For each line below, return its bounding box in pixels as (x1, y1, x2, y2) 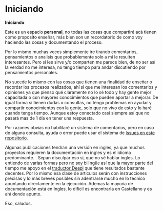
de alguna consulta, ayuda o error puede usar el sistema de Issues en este (5, 130, 155, 135)
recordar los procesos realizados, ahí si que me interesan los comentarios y (5, 84, 158, 90)
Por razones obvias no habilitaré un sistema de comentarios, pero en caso (5, 124, 154, 130)
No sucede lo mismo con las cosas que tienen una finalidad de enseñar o (5, 79, 152, 85)
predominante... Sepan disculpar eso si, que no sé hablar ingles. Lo (5, 154, 141, 160)
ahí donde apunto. (5, 191, 42, 197)
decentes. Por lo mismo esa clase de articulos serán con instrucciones (5, 170, 147, 176)
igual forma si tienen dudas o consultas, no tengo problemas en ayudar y (5, 99, 152, 105)
